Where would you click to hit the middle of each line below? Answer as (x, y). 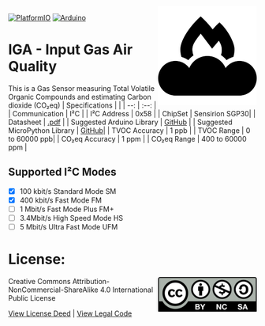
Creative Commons (39, 281)
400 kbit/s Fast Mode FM (61, 200)
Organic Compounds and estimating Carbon (80, 97)
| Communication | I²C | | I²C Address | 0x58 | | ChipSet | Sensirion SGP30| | (132, 113)
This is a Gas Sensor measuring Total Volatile (82, 88)
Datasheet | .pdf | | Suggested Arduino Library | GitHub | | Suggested (120, 122)
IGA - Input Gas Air (71, 50)
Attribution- (91, 281)
